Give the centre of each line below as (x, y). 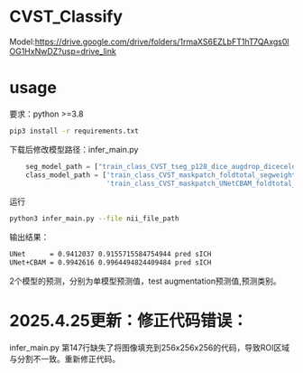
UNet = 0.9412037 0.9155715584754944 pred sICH (110, 255)
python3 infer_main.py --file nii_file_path (94, 219)
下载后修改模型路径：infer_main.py (74, 149)
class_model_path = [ (66, 175)
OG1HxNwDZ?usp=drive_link (63, 51)
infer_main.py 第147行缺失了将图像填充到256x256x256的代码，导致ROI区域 (150, 347)
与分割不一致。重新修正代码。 (64, 359)
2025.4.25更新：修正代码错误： (129, 321)
